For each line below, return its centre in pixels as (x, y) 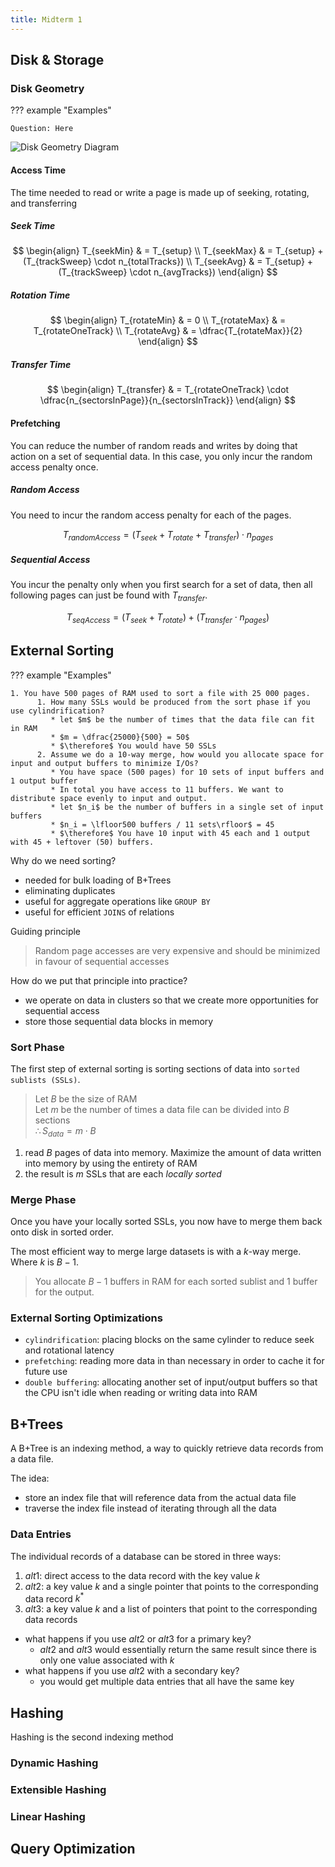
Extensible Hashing (58, 1789)
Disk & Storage (57, 60)
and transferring (44, 203)
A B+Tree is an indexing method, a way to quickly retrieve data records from (167, 1448)
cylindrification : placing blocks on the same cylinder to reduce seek (169, 1340)
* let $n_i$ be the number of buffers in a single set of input (187, 807)
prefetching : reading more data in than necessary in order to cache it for (174, 1361)
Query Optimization (73, 1849)
